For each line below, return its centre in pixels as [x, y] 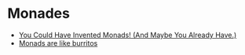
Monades [38, 14]
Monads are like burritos [58, 43]
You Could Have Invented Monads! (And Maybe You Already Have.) [128, 35]
